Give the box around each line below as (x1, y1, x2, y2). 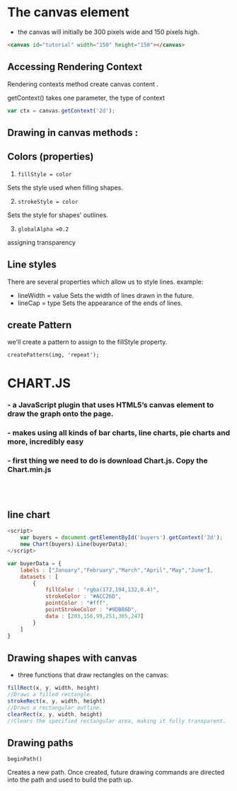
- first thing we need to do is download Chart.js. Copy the (7, 456, 208, 466)
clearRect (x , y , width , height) (7, 710, 103, 718)
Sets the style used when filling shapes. (7, 183, 124, 192)
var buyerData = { (7, 560, 62, 567)
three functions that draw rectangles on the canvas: (17, 671, 169, 679)
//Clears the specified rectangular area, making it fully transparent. (7, 717, 226, 724)
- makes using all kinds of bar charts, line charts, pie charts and (7, 428, 231, 438)
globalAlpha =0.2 (17, 226, 69, 233)
